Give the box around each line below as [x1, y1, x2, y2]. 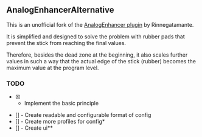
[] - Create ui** [15, 124, 53, 132]
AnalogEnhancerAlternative [6, 5, 114, 15]
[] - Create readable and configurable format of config [15, 111, 151, 119]
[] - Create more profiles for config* [15, 118, 105, 125]
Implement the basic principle [24, 100, 99, 107]
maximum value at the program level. [6, 64, 99, 71]
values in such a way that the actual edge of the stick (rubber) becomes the [6, 57, 197, 65]
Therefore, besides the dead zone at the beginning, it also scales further [6, 51, 188, 58]
